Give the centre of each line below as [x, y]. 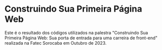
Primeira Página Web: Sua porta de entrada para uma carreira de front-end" [81, 38]
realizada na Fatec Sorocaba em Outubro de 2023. [56, 43]
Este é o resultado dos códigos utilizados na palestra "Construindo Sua [76, 33]
